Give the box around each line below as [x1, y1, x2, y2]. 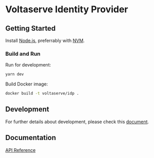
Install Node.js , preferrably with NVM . [5, 37, 85, 43]
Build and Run [5, 50, 41, 57]
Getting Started [5, 24, 56, 33]
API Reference [5, 147, 36, 153]
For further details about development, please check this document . [5, 119, 149, 125]
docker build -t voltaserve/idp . [5, 91, 80, 96]
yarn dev [5, 72, 24, 77]
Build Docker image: [5, 81, 48, 87]
